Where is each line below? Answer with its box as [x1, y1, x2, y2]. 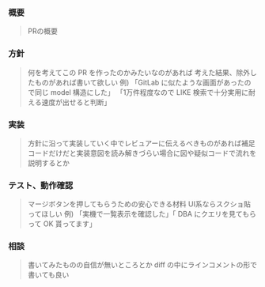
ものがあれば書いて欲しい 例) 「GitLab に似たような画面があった [34, 77, 245, 87]
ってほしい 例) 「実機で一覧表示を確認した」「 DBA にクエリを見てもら [27, 210, 257, 219]
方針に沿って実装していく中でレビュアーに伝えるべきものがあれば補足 [27, 138, 256, 148]
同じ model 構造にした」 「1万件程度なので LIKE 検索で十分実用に [34, 87, 249, 96]
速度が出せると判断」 [41, 97, 112, 107]
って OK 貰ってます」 [27, 219, 97, 228]
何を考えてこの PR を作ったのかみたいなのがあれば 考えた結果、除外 [27, 67, 251, 77]
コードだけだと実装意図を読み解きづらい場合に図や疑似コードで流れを [27, 148, 257, 157]
